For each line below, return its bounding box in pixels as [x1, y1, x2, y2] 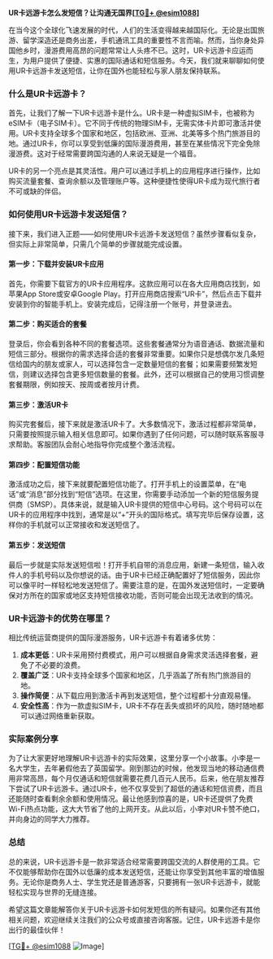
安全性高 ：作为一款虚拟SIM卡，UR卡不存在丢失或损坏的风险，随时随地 [19, 700, 258, 710]
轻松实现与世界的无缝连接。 [8, 887, 102, 897]
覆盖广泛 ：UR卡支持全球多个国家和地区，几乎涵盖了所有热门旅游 [19, 670, 237, 680]
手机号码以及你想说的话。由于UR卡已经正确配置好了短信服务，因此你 [29, 569, 261, 580]
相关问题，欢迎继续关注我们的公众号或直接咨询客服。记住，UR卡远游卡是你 [8, 914, 261, 924]
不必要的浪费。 [34, 660, 85, 669]
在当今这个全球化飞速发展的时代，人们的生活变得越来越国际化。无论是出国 [8, 25, 258, 35]
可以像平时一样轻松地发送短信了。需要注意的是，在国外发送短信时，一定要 [8, 580, 258, 590]
